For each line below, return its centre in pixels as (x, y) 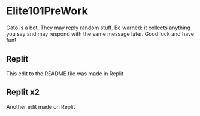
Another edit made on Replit (41, 106)
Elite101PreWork (47, 11)
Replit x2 (23, 92)
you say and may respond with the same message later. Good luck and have (100, 33)
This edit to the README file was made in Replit (65, 74)
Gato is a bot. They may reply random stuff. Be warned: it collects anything (98, 28)
